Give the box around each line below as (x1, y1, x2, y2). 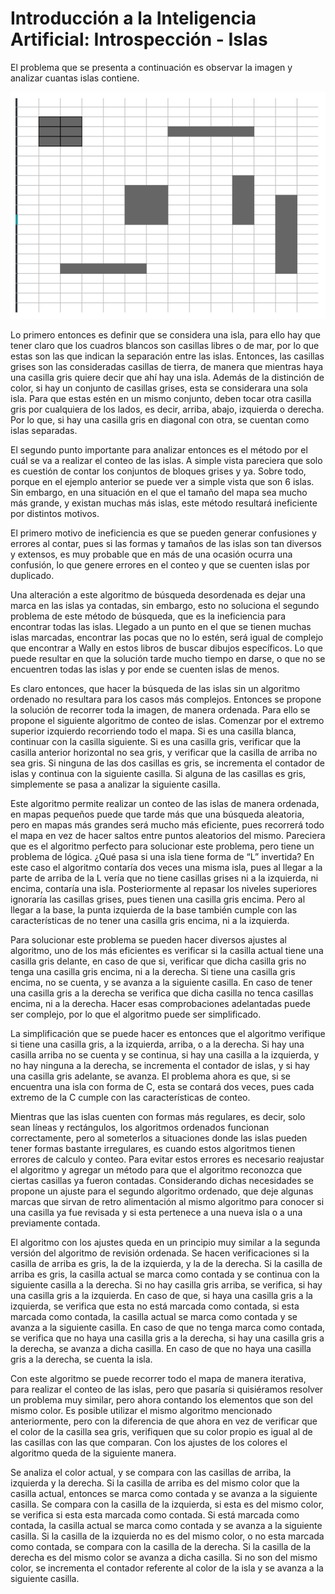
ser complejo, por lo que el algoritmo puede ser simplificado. (10, 1008, 262, 1020)
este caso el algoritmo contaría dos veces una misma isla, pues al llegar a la (10, 861, 323, 873)
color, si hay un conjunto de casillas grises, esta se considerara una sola (10, 382, 308, 394)
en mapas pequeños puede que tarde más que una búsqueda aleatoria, (10, 808, 305, 820)
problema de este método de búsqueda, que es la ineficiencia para (10, 610, 287, 622)
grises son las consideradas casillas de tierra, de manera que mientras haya (10, 360, 324, 372)
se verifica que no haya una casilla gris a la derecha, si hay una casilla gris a (10, 1332, 325, 1344)
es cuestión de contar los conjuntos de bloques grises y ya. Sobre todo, (10, 465, 307, 477)
